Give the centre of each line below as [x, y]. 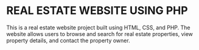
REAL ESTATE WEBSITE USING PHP [97, 11]
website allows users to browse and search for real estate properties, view [100, 34]
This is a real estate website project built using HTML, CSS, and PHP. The [98, 27]
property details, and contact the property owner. [68, 40]
